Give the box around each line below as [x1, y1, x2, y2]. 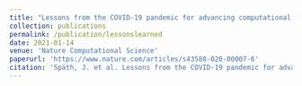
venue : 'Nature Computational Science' [9, 47, 159, 56]
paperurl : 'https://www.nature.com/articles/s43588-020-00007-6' [9, 55, 259, 64]
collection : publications [9, 21, 106, 30]
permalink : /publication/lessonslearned [9, 30, 164, 39]
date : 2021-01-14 [9, 38, 75, 47]
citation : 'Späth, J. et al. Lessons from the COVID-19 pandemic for [9, 64, 276, 73]
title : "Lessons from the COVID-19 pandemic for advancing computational [9, 13, 292, 22]
